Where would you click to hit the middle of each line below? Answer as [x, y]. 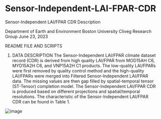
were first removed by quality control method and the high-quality [78, 70]
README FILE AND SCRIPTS [34, 46]
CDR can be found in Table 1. [41, 102]
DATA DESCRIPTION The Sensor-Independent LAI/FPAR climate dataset [84, 55]
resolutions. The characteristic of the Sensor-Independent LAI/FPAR [80, 96]
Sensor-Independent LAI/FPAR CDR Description [53, 22]
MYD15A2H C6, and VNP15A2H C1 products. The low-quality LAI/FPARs [84, 66]
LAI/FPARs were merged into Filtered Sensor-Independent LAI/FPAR [80, 76]
